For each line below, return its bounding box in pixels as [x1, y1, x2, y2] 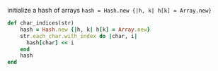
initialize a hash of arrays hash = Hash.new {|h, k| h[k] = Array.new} [7, 6, 212, 14]
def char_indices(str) [7, 20, 74, 27]
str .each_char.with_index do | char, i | [20, 32, 138, 39]
